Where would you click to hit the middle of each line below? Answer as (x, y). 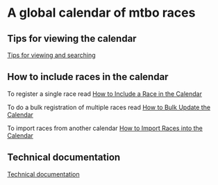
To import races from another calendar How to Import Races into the (105, 128)
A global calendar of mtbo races (101, 13)
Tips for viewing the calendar (72, 39)
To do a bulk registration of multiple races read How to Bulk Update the (109, 107)
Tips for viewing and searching (51, 55)
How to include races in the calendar (88, 77)
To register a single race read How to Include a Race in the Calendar (105, 94)
